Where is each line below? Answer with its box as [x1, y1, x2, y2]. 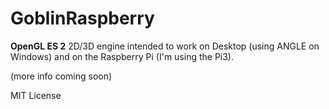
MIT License [10, 89, 62, 101]
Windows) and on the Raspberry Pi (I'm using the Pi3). [10, 50, 235, 62]
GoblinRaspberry [10, 7, 155, 30]
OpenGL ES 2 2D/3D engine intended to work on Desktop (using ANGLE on [10, 40, 320, 52]
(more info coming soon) [10, 70, 113, 82]
